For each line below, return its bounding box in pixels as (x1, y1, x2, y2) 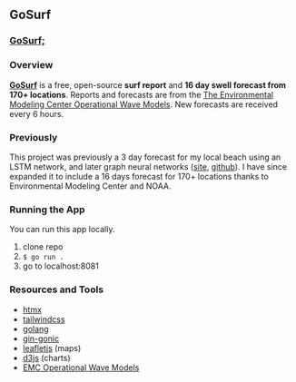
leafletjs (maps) (22, 342, 82, 353)
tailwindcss (22, 313, 65, 325)
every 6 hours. (9, 108, 64, 119)
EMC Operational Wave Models (22, 362, 140, 373)
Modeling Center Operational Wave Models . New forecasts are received (9, 99, 279, 110)
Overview (9, 59, 54, 72)
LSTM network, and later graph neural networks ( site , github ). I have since (9, 161, 288, 171)
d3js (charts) (22, 352, 71, 363)
